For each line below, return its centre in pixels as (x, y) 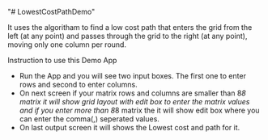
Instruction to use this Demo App (62, 60)
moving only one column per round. (67, 45)
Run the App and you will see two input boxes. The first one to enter (132, 76)
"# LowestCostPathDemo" (51, 12)
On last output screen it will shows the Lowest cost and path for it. (130, 127)
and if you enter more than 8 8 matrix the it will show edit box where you (139, 110)
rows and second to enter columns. (79, 85)
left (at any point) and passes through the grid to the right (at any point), (128, 36)
